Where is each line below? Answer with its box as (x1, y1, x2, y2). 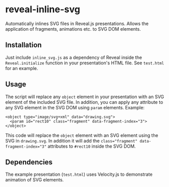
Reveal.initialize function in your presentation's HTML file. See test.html (5, 60, 164, 66)
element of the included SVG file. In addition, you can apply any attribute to (5, 99, 163, 105)
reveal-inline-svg (5, 4, 81, 15)
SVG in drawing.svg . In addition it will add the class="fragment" (5, 137, 138, 144)
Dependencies (5, 157, 53, 167)
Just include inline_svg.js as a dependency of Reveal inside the (5, 54, 142, 60)
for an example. (5, 65, 38, 71)
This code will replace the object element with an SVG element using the (5, 132, 158, 138)
